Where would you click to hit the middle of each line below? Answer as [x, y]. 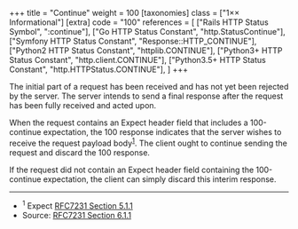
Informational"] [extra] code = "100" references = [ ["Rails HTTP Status [139, 22]
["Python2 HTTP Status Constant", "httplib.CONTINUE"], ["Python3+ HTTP [146, 51]
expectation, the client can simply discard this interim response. [160, 179]
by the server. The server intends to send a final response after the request [146, 96]
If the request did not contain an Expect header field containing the [132, 170]
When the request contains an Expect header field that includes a [129, 122]
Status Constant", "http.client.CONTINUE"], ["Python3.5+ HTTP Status [137, 60]
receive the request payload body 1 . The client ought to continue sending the [149, 142]
